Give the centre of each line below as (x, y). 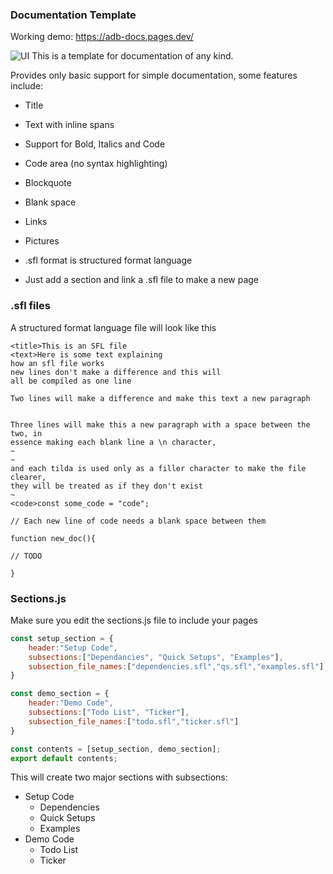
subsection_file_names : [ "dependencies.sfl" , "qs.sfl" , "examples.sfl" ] (176, 666)
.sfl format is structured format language (108, 260)
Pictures (42, 241)
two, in (26, 433)
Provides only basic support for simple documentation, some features (154, 75)
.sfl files (30, 306)
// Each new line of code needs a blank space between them (138, 521)
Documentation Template (73, 15)
